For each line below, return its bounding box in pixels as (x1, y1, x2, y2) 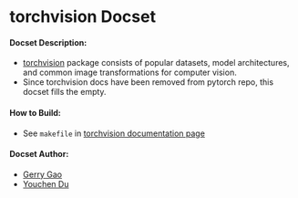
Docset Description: (9, 36, 87, 47)
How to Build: (9, 107, 62, 118)
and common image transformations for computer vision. (22, 67, 237, 78)
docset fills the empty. (22, 87, 107, 98)
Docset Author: (9, 149, 69, 160)
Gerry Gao (22, 169, 62, 180)
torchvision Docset (9, 6, 157, 27)
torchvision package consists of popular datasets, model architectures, (22, 57, 290, 68)
